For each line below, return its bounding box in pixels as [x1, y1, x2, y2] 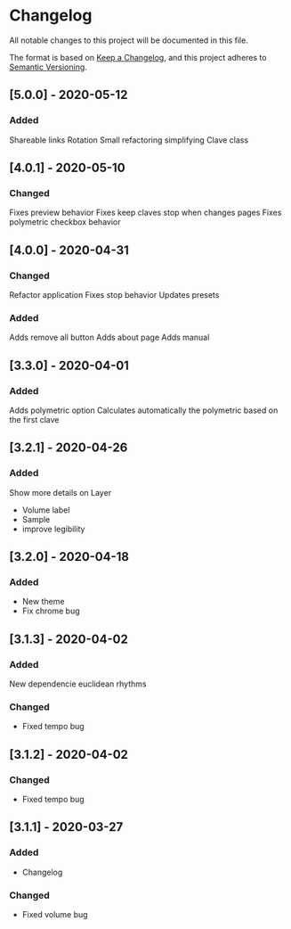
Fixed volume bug [21, 909, 88, 920]
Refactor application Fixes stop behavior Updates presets [9, 290, 220, 300]
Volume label [21, 505, 70, 515]
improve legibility [21, 523, 85, 534]
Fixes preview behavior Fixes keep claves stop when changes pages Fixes [9, 207, 282, 218]
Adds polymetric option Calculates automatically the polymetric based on [9, 405, 279, 415]
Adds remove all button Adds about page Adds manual [9, 332, 210, 343]
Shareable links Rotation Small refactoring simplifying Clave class [9, 135, 249, 145]
